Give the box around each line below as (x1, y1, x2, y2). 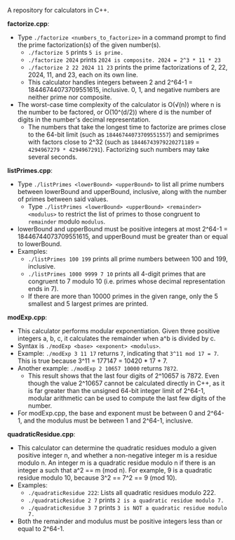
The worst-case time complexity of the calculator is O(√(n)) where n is (17, 101, 221, 108)
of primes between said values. (17, 195, 109, 203)
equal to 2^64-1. (17, 525, 65, 533)
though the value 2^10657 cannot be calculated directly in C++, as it (27, 379, 225, 387)
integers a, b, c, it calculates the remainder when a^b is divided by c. (17, 334, 216, 342)
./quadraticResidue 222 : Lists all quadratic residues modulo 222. (27, 489, 216, 496)
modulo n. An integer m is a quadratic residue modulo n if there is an (17, 458, 216, 467)
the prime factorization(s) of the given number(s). (17, 41, 161, 49)
